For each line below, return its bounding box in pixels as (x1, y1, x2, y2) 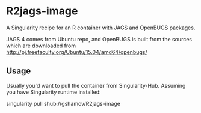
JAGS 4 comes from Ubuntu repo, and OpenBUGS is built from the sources (6, 35, 193, 43)
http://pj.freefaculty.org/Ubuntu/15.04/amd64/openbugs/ (6, 48, 147, 55)
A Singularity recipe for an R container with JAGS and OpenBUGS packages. (6, 24, 196, 31)
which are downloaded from (6, 42, 76, 49)
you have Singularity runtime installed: (6, 88, 101, 96)
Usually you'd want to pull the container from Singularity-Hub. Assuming (6, 82, 186, 89)
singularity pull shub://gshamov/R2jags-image (6, 100, 120, 107)
